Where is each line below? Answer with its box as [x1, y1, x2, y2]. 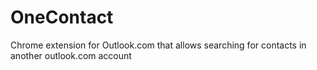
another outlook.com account [10, 49, 132, 61]
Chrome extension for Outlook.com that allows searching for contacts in [10, 39, 307, 51]
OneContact [10, 6, 114, 29]
